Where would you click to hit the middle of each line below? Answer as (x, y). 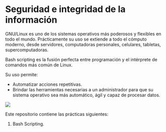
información (31, 20)
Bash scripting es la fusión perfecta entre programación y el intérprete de (81, 59)
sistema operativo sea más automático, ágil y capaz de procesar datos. (86, 95)
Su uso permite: (22, 74)
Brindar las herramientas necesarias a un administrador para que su (83, 89)
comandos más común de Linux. (39, 65)
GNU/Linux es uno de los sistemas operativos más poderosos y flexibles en (83, 34)
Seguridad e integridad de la (65, 9)
